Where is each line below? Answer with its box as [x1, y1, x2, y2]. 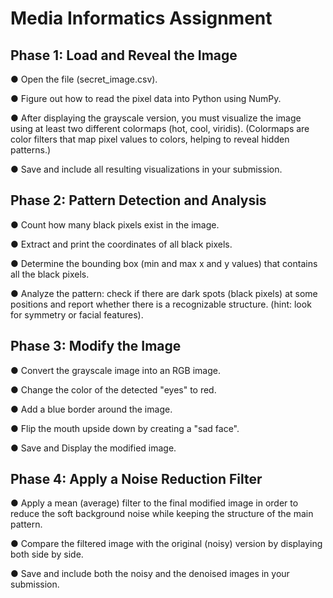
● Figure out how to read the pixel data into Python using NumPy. [10, 93, 282, 104]
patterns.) [10, 144, 52, 156]
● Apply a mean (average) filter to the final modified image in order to [10, 497, 299, 509]
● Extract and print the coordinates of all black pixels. [10, 238, 233, 250]
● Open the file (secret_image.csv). [10, 73, 158, 85]
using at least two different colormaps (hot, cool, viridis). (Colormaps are [10, 123, 310, 134]
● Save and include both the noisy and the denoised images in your [10, 568, 290, 580]
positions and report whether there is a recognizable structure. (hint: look [10, 298, 312, 310]
